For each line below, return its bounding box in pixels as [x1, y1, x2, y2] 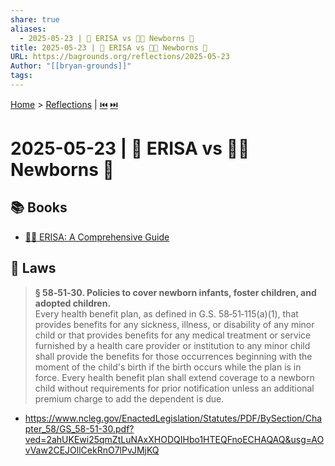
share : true [10, 14, 60, 25]
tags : [10, 71, 33, 81]
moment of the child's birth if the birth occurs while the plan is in [34, 361, 302, 373]
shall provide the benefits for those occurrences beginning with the [34, 350, 313, 362]
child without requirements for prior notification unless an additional [34, 382, 315, 394]
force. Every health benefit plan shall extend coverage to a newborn [34, 371, 315, 383]
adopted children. [34, 297, 112, 309]
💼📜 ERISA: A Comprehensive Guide [24, 231, 170, 243]
